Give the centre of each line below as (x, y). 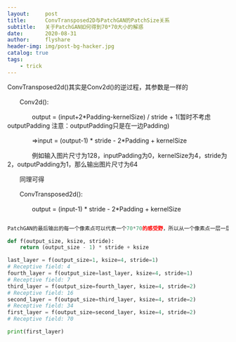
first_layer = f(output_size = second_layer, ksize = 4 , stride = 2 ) (102, 313)
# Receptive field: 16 (40, 293)
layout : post (33, 14)
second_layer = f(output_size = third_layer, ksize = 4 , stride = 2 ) (102, 299)
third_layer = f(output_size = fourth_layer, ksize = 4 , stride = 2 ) (102, 286)
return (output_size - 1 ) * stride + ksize (85, 248)
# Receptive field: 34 (40, 306)
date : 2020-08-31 (42, 33)
